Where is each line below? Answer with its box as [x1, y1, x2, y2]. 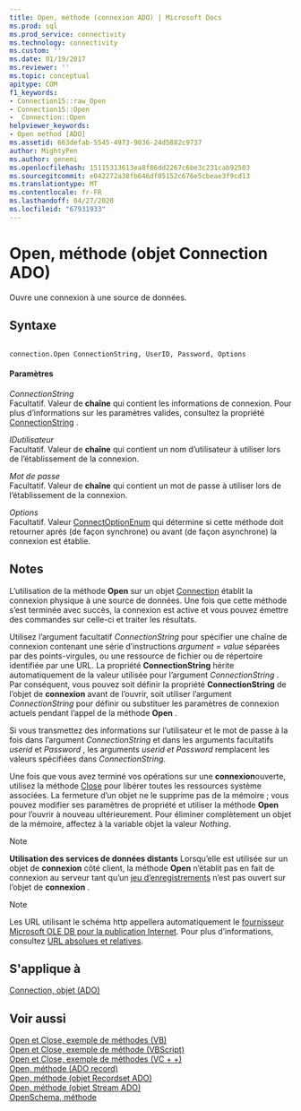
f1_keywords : [9, 88, 58, 97]
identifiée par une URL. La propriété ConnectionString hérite [9, 659, 235, 670]
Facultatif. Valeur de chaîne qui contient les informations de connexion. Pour [9, 398, 292, 409]
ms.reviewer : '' [9, 64, 70, 73]
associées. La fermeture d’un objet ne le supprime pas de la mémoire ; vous [9, 789, 289, 800]
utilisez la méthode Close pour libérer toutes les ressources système [9, 780, 262, 791]
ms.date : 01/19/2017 [9, 55, 87, 64]
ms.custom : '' [9, 47, 63, 56]
